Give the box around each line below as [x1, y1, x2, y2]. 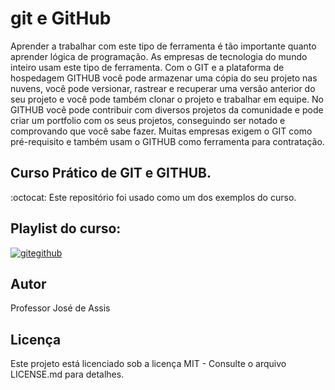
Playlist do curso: [10, 220, 122, 237]
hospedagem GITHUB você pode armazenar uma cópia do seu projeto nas [10, 72, 318, 84]
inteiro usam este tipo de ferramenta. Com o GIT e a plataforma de [10, 61, 285, 73]
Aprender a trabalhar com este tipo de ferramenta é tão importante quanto [10, 40, 317, 52]
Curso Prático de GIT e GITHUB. [10, 165, 212, 182]
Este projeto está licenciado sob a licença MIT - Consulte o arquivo [10, 358, 287, 370]
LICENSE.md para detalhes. [10, 368, 125, 381]
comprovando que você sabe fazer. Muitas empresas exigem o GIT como [10, 125, 313, 137]
